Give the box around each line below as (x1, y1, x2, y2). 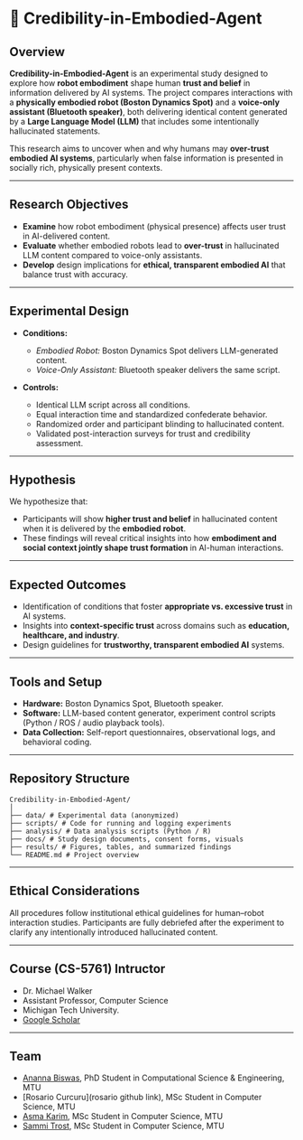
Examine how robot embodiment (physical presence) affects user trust (22, 220, 287, 231)
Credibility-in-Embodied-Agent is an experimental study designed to (9, 68, 269, 79)
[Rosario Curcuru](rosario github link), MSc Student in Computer (22, 1092, 262, 1103)
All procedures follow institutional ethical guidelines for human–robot (9, 907, 264, 918)
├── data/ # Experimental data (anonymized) (9, 810, 179, 820)
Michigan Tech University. (22, 1005, 120, 1015)
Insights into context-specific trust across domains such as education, (22, 621, 290, 631)
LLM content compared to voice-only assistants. (22, 249, 203, 260)
